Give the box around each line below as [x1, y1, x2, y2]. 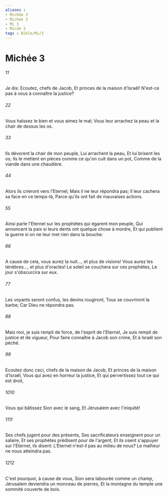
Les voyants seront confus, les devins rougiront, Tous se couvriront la [5, 296, 150, 303]
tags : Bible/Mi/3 [5, 31, 44, 36]
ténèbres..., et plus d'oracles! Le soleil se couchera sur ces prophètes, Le [5, 264, 157, 270]
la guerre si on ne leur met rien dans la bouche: [5, 232, 103, 238]
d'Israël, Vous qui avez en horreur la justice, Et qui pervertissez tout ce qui [5, 372, 159, 378]
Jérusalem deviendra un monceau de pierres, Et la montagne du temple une [5, 480, 163, 487]
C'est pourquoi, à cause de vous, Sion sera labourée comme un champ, [5, 475, 153, 481]
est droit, [5, 378, 24, 384]
